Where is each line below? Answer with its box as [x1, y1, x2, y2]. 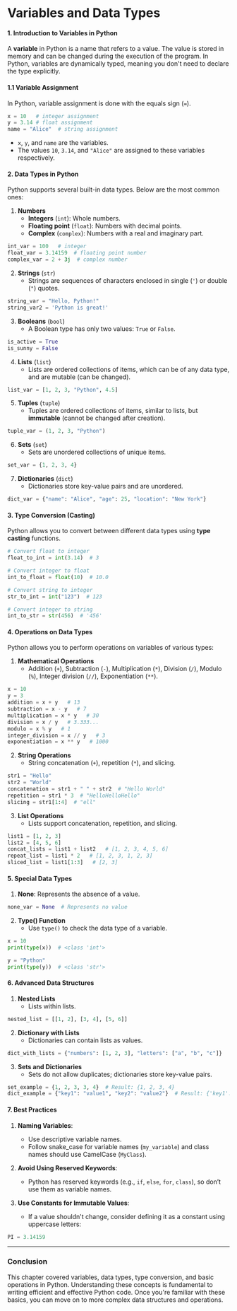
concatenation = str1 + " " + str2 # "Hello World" [7, 786, 166, 793]
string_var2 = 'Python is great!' [7, 304, 109, 311]
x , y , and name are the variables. [17, 139, 109, 147]
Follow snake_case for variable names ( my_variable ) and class [28, 1142, 209, 1150]
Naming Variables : [17, 1121, 73, 1129]
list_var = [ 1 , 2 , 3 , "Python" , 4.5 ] [7, 386, 119, 393]
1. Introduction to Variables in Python [7, 28, 118, 37]
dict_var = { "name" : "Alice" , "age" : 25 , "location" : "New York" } [7, 496, 207, 503]
